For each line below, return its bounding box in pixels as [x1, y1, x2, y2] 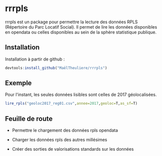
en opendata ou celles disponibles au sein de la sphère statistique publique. [5, 29, 157, 35]
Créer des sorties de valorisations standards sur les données [12, 146, 134, 152]
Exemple [5, 79, 32, 87]
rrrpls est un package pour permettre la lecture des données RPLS [5, 19, 138, 25]
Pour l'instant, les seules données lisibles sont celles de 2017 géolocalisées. [5, 92, 157, 97]
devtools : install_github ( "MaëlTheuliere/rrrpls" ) [5, 65, 108, 70]
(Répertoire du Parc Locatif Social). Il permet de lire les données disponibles [5, 24, 158, 30]
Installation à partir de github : [5, 56, 65, 62]
